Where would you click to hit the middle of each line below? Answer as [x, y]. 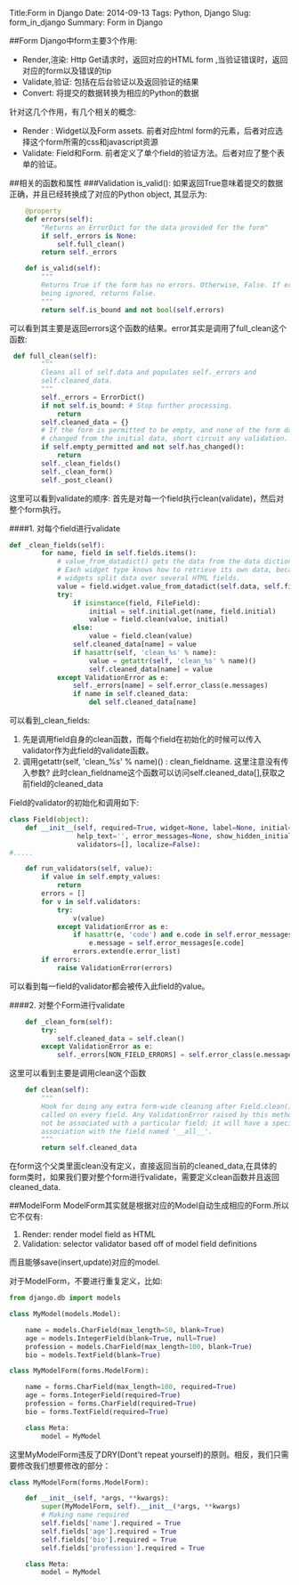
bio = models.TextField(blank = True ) [93, 1355]
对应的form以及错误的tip [67, 71]
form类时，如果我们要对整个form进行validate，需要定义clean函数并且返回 [145, 1177]
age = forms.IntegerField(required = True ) [103, 1395]
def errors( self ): [59, 219]
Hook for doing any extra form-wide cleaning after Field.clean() [167, 1106]
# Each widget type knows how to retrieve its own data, [165, 570]
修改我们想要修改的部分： [64, 1465]
